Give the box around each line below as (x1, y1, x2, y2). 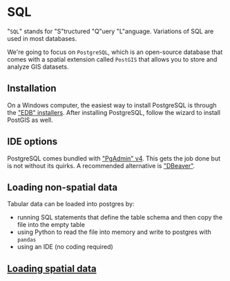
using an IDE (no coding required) (17, 243, 114, 251)
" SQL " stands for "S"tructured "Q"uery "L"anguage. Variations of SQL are (7, 27, 214, 35)
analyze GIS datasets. (7, 62, 69, 71)
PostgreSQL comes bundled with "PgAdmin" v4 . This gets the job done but (7, 154, 221, 163)
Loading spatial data (7, 262, 97, 274)
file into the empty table (17, 221, 85, 229)
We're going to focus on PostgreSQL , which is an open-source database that (7, 48, 223, 56)
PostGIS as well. (7, 116, 53, 124)
